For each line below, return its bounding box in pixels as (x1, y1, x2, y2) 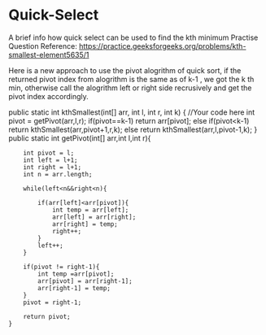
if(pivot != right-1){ (23, 263, 100, 271)
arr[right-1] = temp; (37, 284, 111, 292)
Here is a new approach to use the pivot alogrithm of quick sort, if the (8, 65, 242, 75)
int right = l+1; (23, 163, 82, 172)
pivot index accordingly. (8, 91, 89, 101)
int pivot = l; (23, 149, 75, 157)
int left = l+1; (23, 156, 79, 164)
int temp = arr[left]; (51, 206, 129, 214)
